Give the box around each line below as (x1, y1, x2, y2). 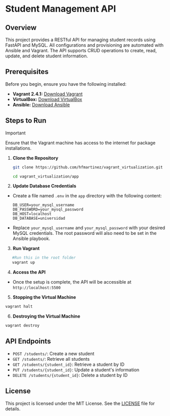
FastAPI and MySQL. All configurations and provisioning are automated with (5, 42, 164, 48)
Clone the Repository (12, 155, 58, 161)
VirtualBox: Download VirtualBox (12, 96, 82, 102)
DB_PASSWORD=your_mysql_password (12, 207, 84, 212)
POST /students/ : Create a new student (12, 351, 95, 357)
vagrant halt (5, 304, 33, 309)
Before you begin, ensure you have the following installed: (5, 81, 127, 87)
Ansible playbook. (12, 235, 51, 241)
